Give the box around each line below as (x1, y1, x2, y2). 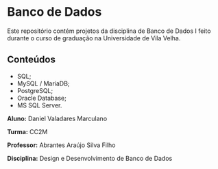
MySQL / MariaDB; (16, 79, 70, 88)
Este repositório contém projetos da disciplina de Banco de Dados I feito (7, 27, 211, 35)
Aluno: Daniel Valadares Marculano (7, 114, 108, 122)
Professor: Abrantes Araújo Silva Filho (7, 141, 116, 149)
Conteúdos (7, 54, 56, 66)
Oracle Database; (16, 94, 66, 102)
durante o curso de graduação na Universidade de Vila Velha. (7, 34, 181, 42)
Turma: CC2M (7, 127, 48, 135)
